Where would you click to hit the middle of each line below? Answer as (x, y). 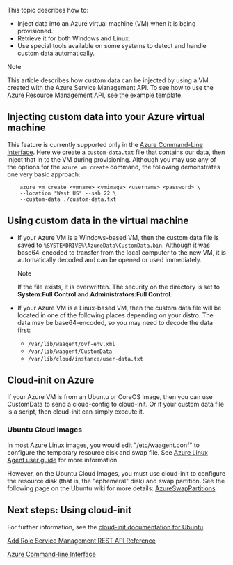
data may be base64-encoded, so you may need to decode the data (115, 322)
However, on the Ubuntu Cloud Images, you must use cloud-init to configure (116, 473)
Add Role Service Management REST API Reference (82, 541)
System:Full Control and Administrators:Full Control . (95, 294)
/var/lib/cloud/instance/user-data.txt (86, 359)
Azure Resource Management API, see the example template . (95, 95)
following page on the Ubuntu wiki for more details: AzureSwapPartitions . (112, 488)
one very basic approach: (44, 174)
